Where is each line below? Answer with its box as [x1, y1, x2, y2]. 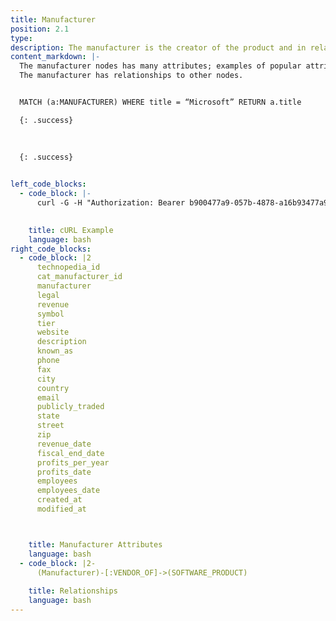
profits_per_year [36, 457, 110, 468]
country [36, 383, 70, 393]
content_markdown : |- [10, 52, 101, 62]
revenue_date [36, 439, 92, 449]
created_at [36, 495, 83, 505]
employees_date [36, 486, 101, 496]
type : [10, 33, 33, 43]
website [36, 327, 70, 338]
